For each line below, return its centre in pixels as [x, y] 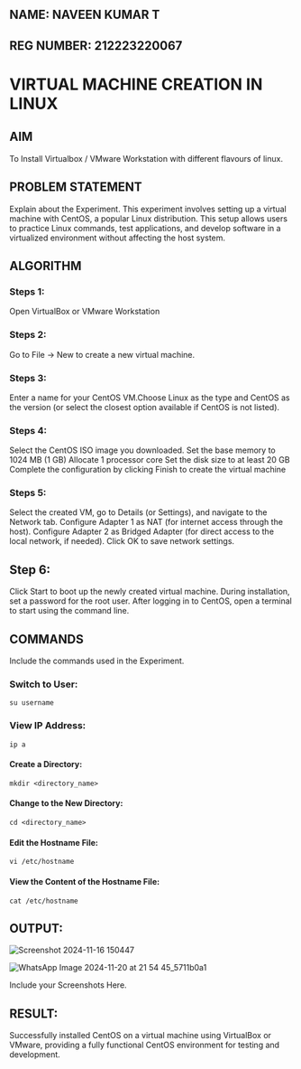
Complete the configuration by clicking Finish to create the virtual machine [148, 470]
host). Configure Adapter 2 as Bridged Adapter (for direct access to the [142, 531]
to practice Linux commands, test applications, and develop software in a [145, 228]
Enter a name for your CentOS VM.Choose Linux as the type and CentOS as [150, 398]
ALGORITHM [46, 266]
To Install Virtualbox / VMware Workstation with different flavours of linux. [146, 158]
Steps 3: [28, 378]
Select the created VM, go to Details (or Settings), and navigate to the [138, 512]
